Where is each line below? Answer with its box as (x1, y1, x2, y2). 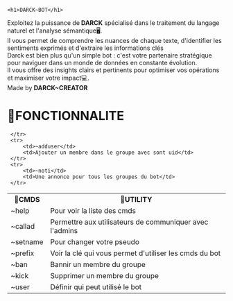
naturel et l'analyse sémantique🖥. (7, 26, 103, 35)
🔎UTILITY (120, 194, 153, 204)
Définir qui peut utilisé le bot (50, 282, 142, 291)
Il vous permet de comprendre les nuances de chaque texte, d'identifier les (7, 37, 222, 44)
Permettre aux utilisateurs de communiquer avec (50, 217, 209, 227)
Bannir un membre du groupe (50, 259, 146, 269)
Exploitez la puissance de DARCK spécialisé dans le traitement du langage (7, 19, 220, 27)
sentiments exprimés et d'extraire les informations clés (7, 44, 164, 52)
